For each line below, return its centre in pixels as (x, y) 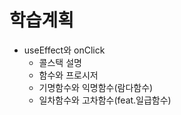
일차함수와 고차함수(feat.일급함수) (105, 100)
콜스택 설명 (60, 62)
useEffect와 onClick (64, 50)
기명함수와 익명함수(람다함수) (96, 87)
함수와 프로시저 (68, 75)
